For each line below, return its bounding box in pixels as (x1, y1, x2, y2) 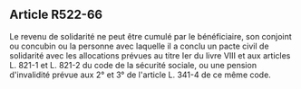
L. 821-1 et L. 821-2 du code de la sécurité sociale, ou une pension (9, 59, 257, 70)
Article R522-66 (9, 7, 102, 22)
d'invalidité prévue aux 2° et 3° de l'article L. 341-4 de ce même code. (9, 69, 272, 80)
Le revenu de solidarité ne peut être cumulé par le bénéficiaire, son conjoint (9, 31, 292, 41)
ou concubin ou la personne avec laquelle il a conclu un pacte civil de (9, 40, 269, 51)
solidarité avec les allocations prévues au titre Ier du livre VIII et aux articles (9, 49, 291, 61)
